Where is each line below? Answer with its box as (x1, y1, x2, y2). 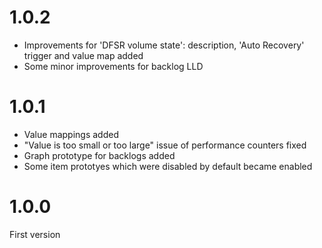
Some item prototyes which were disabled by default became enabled (23, 160, 313, 172)
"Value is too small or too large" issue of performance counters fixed (23, 139, 307, 151)
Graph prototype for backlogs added (23, 149, 176, 161)
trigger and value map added (23, 49, 144, 61)
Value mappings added (23, 128, 119, 140)
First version (9, 228, 61, 240)
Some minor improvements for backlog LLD (23, 60, 204, 72)
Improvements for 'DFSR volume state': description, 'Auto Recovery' (23, 39, 305, 51)
